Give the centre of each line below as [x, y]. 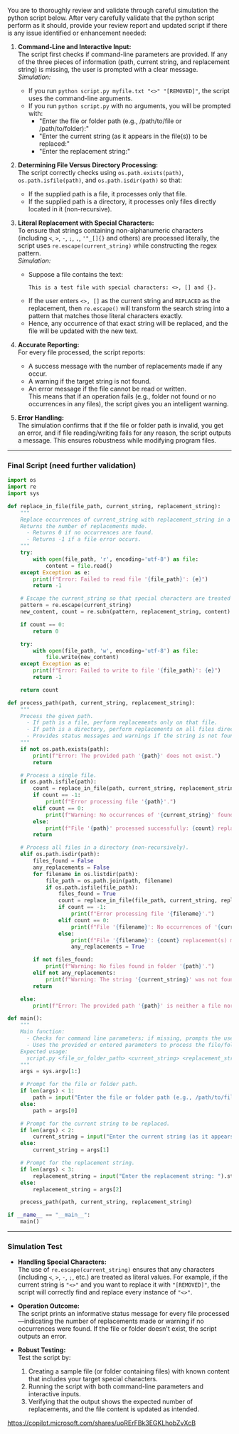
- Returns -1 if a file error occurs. [84, 539]
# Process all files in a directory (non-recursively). [105, 848]
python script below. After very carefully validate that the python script [111, 18]
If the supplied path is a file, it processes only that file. [107, 194]
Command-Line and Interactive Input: [74, 47]
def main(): [25, 1018]
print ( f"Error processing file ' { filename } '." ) [143, 914]
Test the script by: [44, 1358]
